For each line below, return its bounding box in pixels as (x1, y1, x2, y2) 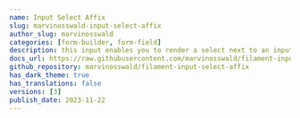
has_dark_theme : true (9, 71, 90, 80)
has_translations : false (9, 79, 102, 88)
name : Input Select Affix (9, 12, 105, 22)
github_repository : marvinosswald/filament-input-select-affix (9, 63, 250, 72)
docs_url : (9, 54, 46, 63)
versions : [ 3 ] (9, 87, 62, 96)
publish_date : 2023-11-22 (9, 95, 105, 105)
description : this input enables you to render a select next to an (9, 46, 270, 55)
